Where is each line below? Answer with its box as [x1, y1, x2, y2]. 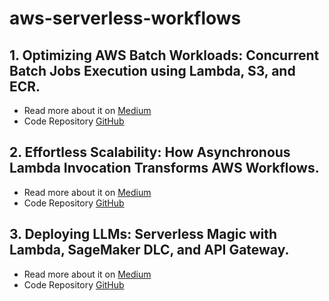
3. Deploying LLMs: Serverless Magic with [9, 226, 278, 243]
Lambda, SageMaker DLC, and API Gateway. [9, 242, 290, 259]
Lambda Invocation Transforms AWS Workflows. [9, 160, 320, 177]
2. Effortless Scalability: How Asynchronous [9, 144, 291, 161]
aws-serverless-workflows [9, 7, 242, 30]
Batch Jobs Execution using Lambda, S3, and [9, 62, 296, 79]
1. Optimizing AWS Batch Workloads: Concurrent [9, 47, 320, 64]
